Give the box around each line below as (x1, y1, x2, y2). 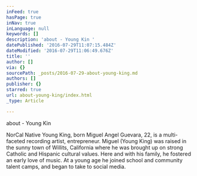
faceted (6, 137, 26, 144)
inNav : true (6, 20, 36, 26)
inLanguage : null (6, 25, 50, 32)
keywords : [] (6, 31, 39, 37)
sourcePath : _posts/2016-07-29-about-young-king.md (6, 70, 138, 76)
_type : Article (6, 98, 44, 104)
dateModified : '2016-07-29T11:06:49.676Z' (6, 48, 114, 54)
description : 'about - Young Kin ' (6, 37, 95, 43)
